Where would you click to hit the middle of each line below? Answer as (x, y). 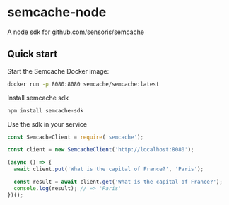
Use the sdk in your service (47, 124)
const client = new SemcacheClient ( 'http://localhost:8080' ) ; (101, 150)
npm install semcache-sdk (45, 110)
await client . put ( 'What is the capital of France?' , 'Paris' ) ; (108, 169)
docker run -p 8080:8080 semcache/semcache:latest (83, 84)
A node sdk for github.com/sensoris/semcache (76, 32)
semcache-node (57, 12)
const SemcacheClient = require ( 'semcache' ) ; (75, 137)
